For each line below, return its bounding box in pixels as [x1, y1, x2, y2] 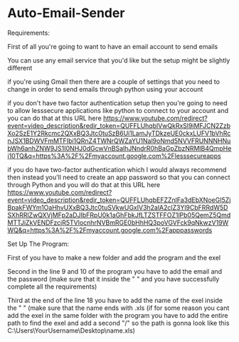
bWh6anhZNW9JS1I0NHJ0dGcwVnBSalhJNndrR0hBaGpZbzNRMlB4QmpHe [7, 144, 232, 152]
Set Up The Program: [7, 240, 70, 248]
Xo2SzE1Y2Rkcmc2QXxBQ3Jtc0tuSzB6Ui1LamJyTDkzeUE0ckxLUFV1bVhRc [7, 129, 231, 137]
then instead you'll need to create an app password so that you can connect [7, 173, 230, 181]
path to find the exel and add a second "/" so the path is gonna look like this [7, 319, 230, 327]
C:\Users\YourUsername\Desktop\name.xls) [7, 326, 135, 335]
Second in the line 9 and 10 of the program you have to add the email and [7, 267, 223, 275]
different [7, 63, 33, 72]
